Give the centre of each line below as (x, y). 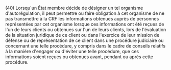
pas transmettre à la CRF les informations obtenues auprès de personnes (82, 19)
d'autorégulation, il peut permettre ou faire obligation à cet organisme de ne (85, 13)
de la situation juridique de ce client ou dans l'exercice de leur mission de (82, 35)
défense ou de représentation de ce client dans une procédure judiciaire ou (85, 40)
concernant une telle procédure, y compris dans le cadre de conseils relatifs (86, 46)
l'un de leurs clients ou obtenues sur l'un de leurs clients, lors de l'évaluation (86, 30)
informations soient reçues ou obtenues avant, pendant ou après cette (79, 57)
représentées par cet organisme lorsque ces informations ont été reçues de (85, 24)
